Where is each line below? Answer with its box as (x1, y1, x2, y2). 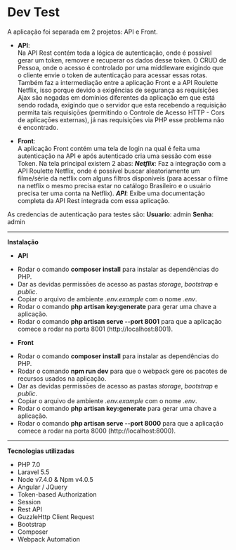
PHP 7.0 (17, 460, 41, 469)
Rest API (17, 505, 43, 513)
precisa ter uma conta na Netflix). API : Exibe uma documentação (17, 189, 205, 197)
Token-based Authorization (17, 490, 97, 499)
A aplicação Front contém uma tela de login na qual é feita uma (17, 144, 200, 152)
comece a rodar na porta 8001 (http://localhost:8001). (17, 325, 173, 333)
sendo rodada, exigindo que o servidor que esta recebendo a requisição (17, 100, 227, 109)
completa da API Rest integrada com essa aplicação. (17, 196, 170, 204)
